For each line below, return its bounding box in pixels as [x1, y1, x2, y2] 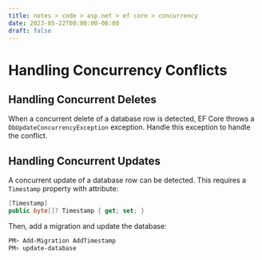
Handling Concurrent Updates [8, 154, 161, 168]
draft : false [8, 26, 52, 34]
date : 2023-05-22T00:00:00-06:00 [8, 19, 120, 27]
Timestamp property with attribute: [8, 184, 119, 194]
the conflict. [8, 131, 48, 141]
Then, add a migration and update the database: [8, 221, 167, 230]
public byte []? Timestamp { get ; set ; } [8, 207, 145, 215]
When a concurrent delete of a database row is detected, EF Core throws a [8, 114, 255, 124]
